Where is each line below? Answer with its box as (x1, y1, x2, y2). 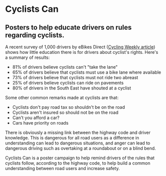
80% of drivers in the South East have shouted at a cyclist (12, 85, 131, 91)
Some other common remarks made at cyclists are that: (5, 95, 119, 100)
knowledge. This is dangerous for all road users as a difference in (5, 135, 139, 140)
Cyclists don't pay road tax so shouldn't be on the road (12, 104, 125, 110)
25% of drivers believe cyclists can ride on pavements (12, 80, 124, 86)
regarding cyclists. (5, 31, 65, 39)
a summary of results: (5, 54, 50, 60)
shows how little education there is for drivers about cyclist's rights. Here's (5, 49, 159, 55)
